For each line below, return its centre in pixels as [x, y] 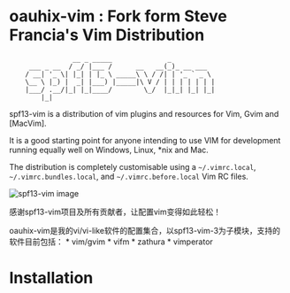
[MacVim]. [28, 123]
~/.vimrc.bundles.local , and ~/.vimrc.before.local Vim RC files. [129, 176]
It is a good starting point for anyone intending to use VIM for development [145, 140]
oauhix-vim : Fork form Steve [118, 16]
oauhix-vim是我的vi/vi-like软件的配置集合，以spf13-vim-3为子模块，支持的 [145, 230]
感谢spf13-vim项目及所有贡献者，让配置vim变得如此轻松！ [115, 212]
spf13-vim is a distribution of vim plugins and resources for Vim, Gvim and [144, 113]
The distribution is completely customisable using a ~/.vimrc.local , [133, 166]
